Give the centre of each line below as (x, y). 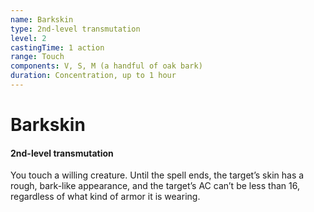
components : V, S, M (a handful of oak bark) (106, 66)
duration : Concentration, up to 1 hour (93, 76)
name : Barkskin (42, 19)
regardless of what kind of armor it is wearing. (105, 197)
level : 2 (28, 38)
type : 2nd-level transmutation (75, 29)
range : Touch (37, 57)
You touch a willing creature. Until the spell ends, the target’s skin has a (157, 175)
